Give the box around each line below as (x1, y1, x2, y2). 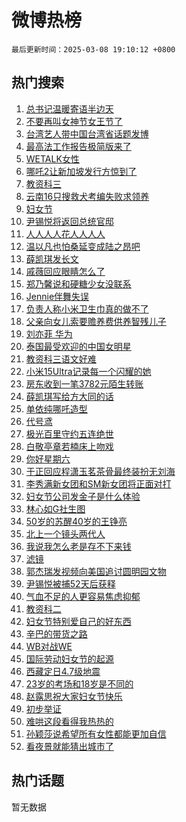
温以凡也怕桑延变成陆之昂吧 (25, 240, 141, 252)
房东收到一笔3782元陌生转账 (25, 377, 144, 390)
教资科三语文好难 (25, 352, 97, 365)
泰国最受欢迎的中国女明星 (25, 340, 132, 352)
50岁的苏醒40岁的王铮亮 (25, 515, 128, 527)
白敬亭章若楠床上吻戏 (25, 440, 114, 452)
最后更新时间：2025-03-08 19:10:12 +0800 (11, 44, 176, 55)
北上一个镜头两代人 (25, 527, 106, 540)
